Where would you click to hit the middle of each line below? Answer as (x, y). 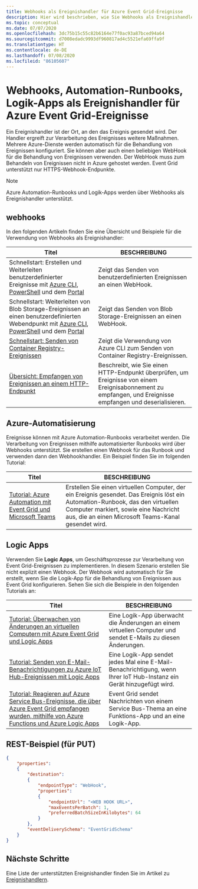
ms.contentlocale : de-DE (37, 50)
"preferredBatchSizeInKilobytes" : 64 (95, 813)
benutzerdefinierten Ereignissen (143, 277)
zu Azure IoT (84, 669)
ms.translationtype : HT (35, 45)
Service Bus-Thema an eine (148, 709)
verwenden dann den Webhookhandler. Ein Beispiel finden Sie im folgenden (98, 457)
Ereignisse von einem (128, 380)
